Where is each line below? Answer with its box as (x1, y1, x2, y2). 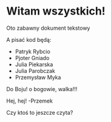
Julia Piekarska (15, 61, 53, 68)
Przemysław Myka (15, 73, 61, 81)
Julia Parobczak (15, 67, 56, 74)
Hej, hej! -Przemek (6, 97, 53, 104)
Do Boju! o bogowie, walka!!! (6, 85, 78, 92)
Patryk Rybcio (15, 47, 50, 55)
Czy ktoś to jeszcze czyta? (6, 109, 73, 116)
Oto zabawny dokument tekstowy (6, 24, 90, 32)
